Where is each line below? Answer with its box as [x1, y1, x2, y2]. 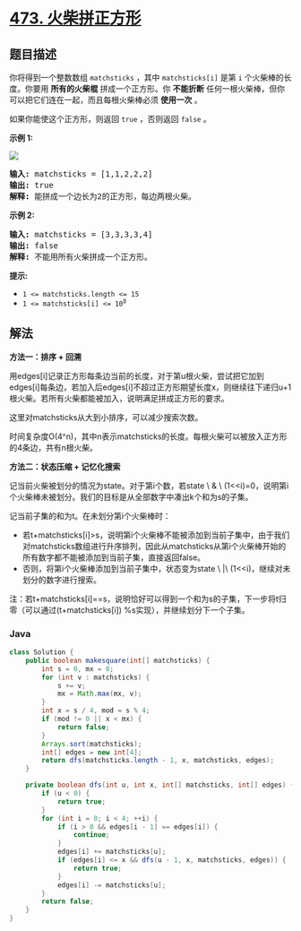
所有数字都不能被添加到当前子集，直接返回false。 [21, 552, 206, 563]
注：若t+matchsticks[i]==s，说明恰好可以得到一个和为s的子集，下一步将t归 [9, 593, 287, 604]
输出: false [9, 241, 59, 251]
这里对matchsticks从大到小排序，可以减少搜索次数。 [9, 411, 203, 422]
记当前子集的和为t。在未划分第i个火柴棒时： [9, 510, 171, 521]
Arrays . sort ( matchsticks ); [41, 739, 142, 748]
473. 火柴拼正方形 [9, 8, 142, 29]
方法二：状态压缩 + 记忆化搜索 [9, 461, 121, 471]
